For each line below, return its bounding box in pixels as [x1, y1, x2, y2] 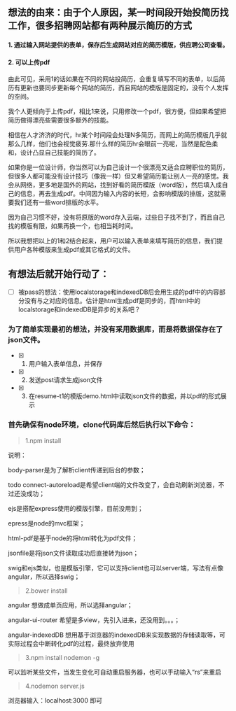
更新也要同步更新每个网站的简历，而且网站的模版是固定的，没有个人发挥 [20, 83, 229, 92]
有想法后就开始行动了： [8, 268, 109, 280]
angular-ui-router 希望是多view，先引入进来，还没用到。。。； [8, 615, 181, 624]
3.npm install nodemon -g [25, 653, 100, 661]
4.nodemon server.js [25, 682, 85, 690]
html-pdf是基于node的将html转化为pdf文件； [8, 534, 138, 542]
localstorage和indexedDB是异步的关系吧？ [18, 305, 141, 314]
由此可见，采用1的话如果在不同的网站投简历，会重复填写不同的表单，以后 [8, 75, 219, 83]
